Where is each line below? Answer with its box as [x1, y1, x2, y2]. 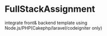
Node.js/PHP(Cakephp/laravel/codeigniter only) [4, 25, 103, 31]
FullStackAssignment [4, 3, 96, 15]
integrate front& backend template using [4, 20, 88, 26]
